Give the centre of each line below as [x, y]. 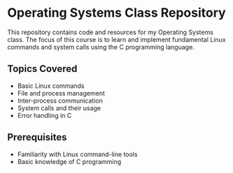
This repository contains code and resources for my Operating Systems [110, 32]
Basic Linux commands [51, 86]
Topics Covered [42, 69]
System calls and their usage [59, 108]
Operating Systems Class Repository [116, 13]
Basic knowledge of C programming [69, 161]
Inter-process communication [60, 100]
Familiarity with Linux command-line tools [77, 154]
